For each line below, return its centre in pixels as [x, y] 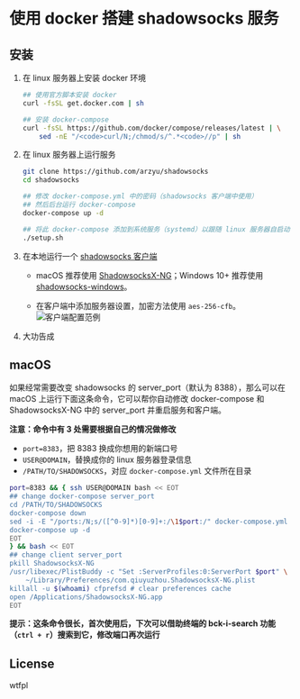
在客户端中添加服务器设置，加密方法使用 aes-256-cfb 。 [138, 305]
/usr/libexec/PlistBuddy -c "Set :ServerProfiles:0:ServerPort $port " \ [149, 572]
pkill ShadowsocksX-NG [52, 564]
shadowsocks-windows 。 [84, 286]
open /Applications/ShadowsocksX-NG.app [86, 597]
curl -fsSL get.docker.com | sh [83, 103]
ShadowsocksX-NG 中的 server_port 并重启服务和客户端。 [118, 410]
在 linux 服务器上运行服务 [69, 155]
